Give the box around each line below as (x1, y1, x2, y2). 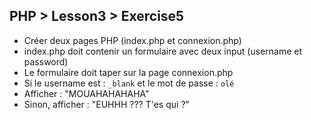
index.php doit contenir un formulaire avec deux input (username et (23, 45, 303, 57)
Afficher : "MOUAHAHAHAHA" (23, 87, 150, 99)
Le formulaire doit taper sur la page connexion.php (23, 66, 234, 78)
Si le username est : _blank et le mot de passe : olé (23, 77, 235, 89)
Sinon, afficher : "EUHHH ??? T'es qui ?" (23, 98, 191, 110)
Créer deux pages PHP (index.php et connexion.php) (23, 34, 242, 46)
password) (23, 55, 69, 68)
